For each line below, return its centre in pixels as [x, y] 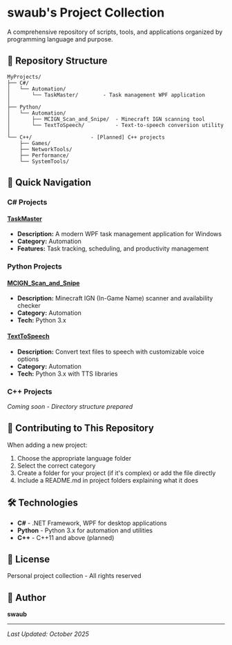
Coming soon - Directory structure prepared [70, 406]
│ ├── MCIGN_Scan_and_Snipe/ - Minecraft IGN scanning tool [106, 119]
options [28, 359]
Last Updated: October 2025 [48, 634]
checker [29, 306]
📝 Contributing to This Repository [80, 429]
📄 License [29, 559]
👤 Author [27, 598]
